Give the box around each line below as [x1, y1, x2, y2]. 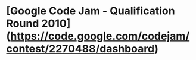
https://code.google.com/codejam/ [10, 30, 190, 43]
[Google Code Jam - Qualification [6, 4, 175, 18]
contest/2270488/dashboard [6, 42, 155, 56]
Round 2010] [6, 17, 71, 30]
